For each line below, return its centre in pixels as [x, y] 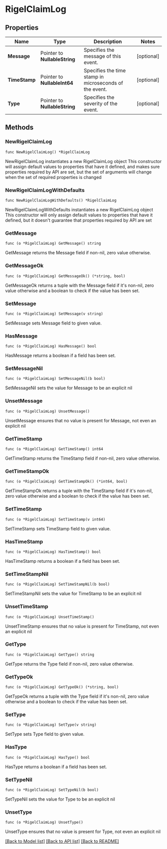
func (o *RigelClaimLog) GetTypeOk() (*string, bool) [62, 687]
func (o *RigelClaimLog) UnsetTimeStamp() [50, 617]
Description [108, 42]
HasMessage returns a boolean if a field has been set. [60, 355]
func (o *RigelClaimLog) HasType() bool [48, 757]
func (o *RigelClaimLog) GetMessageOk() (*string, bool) [65, 276]
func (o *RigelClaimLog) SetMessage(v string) [54, 314]
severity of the [101, 103]
